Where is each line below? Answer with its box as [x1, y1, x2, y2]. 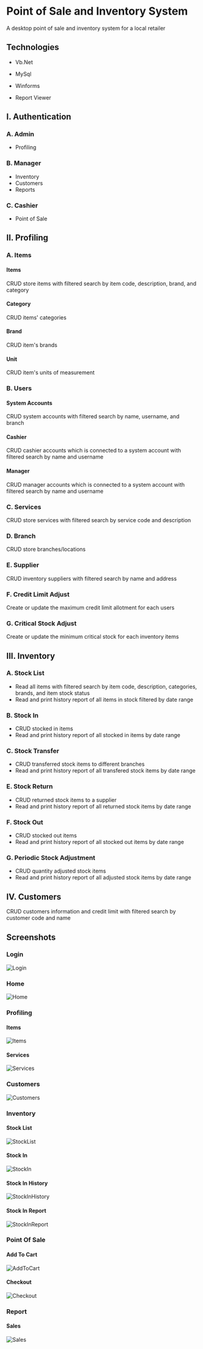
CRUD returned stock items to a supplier [15, 796, 117, 804]
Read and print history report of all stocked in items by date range [15, 732, 181, 739]
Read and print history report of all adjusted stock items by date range [15, 874, 191, 881]
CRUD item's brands [6, 341, 58, 349]
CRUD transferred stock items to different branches [15, 760, 145, 768]
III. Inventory [6, 650, 55, 661]
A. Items [6, 251, 32, 260]
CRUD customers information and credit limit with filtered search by [6, 908, 176, 915]
